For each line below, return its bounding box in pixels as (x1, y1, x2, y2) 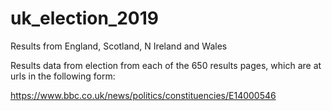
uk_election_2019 (10, 7, 159, 30)
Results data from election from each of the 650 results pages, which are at (10, 59, 322, 71)
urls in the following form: (10, 70, 116, 82)
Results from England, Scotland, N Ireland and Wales (10, 40, 228, 52)
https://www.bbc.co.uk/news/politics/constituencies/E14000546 (10, 89, 277, 101)
